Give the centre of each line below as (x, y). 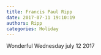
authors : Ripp (24, 23)
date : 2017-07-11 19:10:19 (41, 18)
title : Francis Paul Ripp (39, 12)
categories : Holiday (33, 29)
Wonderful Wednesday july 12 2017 (50, 46)
